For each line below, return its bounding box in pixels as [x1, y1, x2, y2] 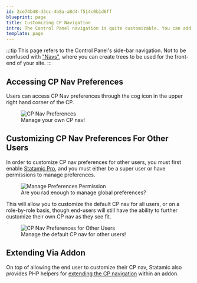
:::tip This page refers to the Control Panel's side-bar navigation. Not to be [6, 47, 186, 54]
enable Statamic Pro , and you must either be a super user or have [6, 165, 166, 172]
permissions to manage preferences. [6, 171, 96, 178]
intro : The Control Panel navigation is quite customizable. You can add [6, 25, 192, 31]
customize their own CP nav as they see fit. [6, 213, 111, 220]
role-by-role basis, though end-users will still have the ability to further [6, 207, 178, 214]
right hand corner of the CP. [6, 98, 74, 105]
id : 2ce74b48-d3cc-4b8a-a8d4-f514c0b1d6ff [6, 8, 112, 15]
